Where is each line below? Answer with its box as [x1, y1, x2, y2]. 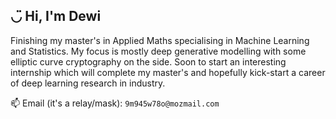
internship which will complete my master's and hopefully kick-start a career [10, 66, 326, 78]
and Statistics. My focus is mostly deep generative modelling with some [10, 45, 307, 57]
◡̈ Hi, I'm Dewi [10, 8, 102, 25]
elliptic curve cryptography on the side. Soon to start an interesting [10, 55, 287, 68]
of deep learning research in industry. [10, 77, 166, 89]
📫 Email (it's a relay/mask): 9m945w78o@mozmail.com [10, 97, 220, 109]
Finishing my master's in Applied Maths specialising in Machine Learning [10, 34, 310, 46]
